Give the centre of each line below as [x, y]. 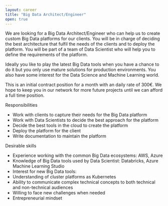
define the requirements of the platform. [47, 55]
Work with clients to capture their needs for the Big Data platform [80, 115]
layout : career [21, 10]
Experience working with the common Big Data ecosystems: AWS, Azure [88, 155]
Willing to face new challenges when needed [59, 193]
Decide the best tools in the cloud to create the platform [70, 125]
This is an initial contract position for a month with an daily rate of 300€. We [83, 85]
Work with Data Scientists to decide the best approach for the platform [86, 120]
